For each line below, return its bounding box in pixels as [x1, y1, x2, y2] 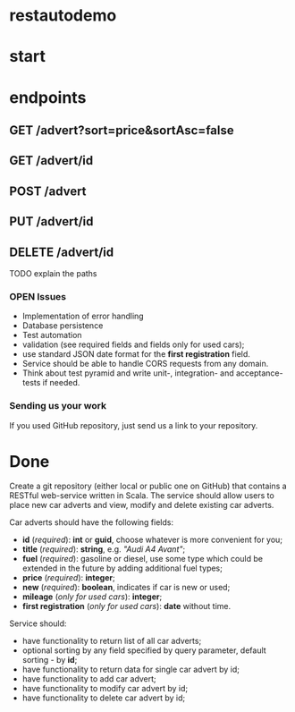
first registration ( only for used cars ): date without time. [21, 601, 231, 612]
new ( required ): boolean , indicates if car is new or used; [21, 582, 231, 593]
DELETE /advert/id [9, 244, 114, 259]
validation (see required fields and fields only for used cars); [21, 339, 245, 350]
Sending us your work [9, 400, 107, 412]
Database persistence [21, 320, 104, 331]
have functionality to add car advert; [21, 674, 156, 684]
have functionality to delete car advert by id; [21, 692, 186, 703]
